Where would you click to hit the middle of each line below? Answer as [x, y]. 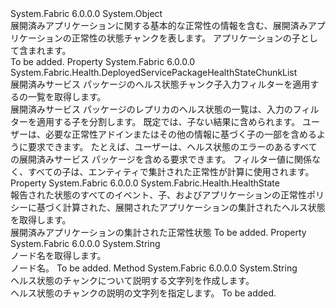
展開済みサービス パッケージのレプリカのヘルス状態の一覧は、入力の [151, 109]
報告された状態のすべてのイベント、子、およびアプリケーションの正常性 [158, 195]
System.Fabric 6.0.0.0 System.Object [86, 13]
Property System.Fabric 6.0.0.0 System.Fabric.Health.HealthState [145, 183]
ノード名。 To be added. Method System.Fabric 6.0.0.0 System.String [154, 268]
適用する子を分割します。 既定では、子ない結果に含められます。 [168, 121]
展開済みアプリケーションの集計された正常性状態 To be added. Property [158, 232]
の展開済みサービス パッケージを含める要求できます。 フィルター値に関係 [161, 159]
